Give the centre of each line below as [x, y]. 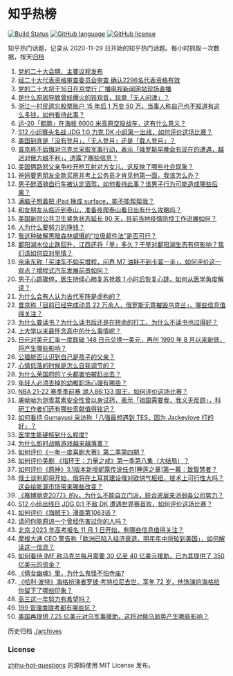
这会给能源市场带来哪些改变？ [60, 486]
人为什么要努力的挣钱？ [51, 227]
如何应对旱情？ [52, 253]
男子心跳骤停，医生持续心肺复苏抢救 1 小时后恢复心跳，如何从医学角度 [118, 279]
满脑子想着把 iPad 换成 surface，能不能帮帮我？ [86, 201]
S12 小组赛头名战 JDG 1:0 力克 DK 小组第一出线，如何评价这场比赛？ [115, 131]
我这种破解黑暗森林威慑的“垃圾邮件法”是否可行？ [87, 235]
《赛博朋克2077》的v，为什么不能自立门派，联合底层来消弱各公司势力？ [121, 495]
